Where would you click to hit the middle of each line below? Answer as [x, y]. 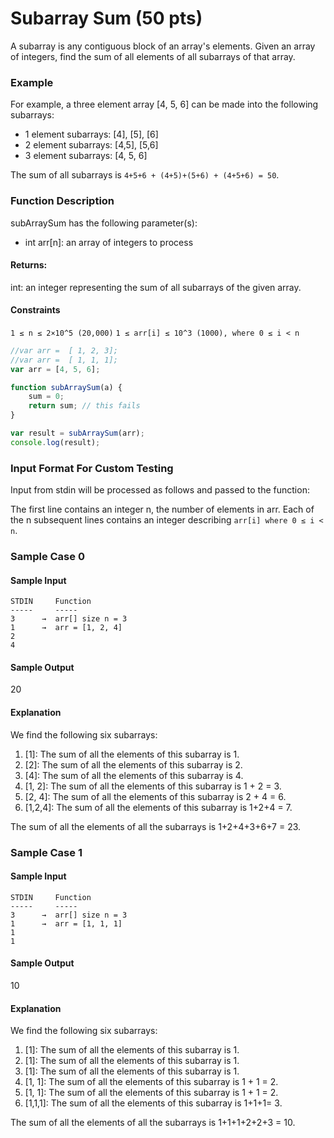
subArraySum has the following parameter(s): [104, 223]
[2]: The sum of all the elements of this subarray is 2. [133, 764]
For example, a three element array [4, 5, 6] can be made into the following [164, 104]
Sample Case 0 [47, 557]
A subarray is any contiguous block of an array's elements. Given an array [163, 46]
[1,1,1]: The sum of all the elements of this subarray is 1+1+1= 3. [153, 1103]
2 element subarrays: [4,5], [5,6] [91, 145]
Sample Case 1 [46, 852]
